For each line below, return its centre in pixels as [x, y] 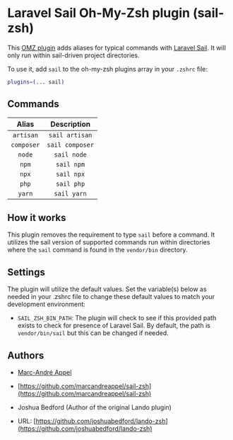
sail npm [70, 164]
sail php [70, 184]
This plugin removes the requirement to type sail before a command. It [111, 235]
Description [70, 124]
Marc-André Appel [44, 373]
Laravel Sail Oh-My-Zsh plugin [99, 13]
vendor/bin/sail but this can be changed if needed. [93, 333]
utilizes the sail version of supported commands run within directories [109, 242]
